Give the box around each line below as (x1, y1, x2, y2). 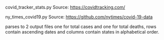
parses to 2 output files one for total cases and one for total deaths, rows (5, 23, 157, 29)
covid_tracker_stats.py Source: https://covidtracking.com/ (5, 4, 125, 10)
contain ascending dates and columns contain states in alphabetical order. (5, 29, 159, 34)
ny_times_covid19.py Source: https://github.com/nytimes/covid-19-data (5, 14, 153, 19)
